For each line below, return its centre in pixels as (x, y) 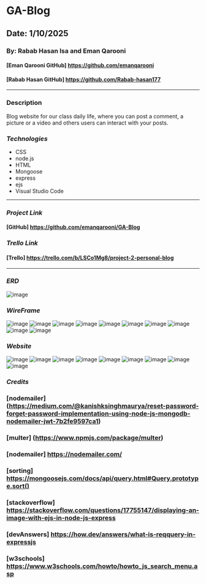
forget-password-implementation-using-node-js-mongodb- (98, 413)
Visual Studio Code (40, 191)
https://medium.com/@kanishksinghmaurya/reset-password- (104, 406)
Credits (17, 382)
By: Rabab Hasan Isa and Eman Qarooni (66, 51)
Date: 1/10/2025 (37, 33)
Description (24, 103)
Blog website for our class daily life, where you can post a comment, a (95, 116)
